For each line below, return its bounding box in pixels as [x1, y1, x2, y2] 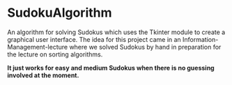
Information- [182, 35, 219, 43]
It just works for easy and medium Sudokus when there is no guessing [7, 63, 215, 72]
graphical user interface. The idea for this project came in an [7, 35, 181, 43]
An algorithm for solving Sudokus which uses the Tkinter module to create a [7, 28, 226, 36]
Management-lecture [7, 42, 68, 51]
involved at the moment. [7, 71, 79, 79]
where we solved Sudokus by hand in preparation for [69, 42, 222, 51]
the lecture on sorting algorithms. [7, 50, 103, 59]
